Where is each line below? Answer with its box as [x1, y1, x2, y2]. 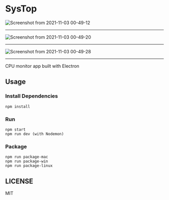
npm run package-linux [5, 163, 53, 168]
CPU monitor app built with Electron [5, 63, 79, 69]
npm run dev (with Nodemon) [5, 131, 64, 136]
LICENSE [5, 177, 34, 185]
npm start [5, 127, 26, 132]
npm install [5, 104, 30, 109]
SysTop [5, 3, 37, 15]
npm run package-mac [5, 154, 49, 160]
